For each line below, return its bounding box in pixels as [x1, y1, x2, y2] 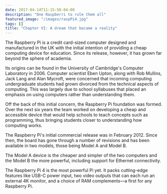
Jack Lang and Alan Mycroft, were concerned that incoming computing [5, 76, 152, 82]
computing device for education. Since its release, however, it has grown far [5, 50, 162, 56]
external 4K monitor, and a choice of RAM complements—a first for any [5, 178, 152, 184]
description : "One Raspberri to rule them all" [5, 12, 106, 17]
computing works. [5, 123, 42, 129]
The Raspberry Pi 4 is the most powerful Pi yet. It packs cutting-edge [5, 168, 148, 174]
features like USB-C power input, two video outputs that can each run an [5, 173, 155, 179]
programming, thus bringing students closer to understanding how [5, 117, 142, 123]
